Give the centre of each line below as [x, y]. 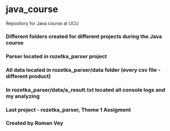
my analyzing [23, 96]
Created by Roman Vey [35, 123]
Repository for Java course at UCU [42, 23]
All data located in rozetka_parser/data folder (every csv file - [83, 70]
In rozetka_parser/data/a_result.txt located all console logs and [86, 90]
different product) [28, 76]
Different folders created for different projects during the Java [84, 36]
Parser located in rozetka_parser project [56, 56]
